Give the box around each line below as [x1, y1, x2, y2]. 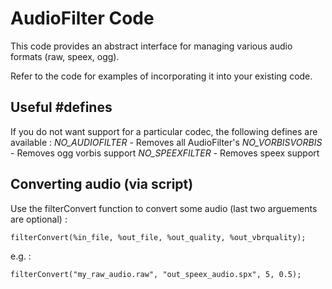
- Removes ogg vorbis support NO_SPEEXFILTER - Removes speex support [10, 147, 320, 159]
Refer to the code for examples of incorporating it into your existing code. [10, 70, 313, 82]
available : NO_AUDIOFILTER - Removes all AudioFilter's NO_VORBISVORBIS [10, 136, 323, 148]
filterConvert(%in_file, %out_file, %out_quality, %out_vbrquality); [10, 232, 307, 242]
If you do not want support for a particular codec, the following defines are [10, 125, 318, 137]
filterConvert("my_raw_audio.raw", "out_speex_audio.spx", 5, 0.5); [10, 269, 302, 279]
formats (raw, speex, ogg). [10, 50, 120, 62]
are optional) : [10, 213, 68, 225]
